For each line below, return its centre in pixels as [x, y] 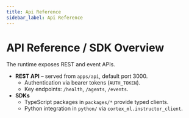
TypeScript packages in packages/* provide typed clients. [96, 102]
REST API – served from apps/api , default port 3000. [81, 76]
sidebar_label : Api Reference [45, 18]
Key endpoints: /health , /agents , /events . [76, 89]
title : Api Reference [34, 12]
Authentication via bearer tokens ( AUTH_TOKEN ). [82, 83]
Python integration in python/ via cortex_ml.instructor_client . [103, 109]
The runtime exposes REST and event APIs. [61, 64]
